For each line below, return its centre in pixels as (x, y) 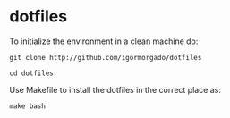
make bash (28, 106)
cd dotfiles (31, 73)
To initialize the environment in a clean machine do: (104, 41)
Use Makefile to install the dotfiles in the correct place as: (115, 89)
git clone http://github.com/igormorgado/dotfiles (106, 57)
